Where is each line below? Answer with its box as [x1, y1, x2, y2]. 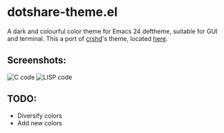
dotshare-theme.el [7, 4, 118, 20]
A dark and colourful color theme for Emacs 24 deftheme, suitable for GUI [7, 27, 218, 35]
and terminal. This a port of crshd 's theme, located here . [7, 34, 168, 42]
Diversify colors [17, 112, 62, 120]
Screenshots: [7, 55, 67, 66]
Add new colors [17, 118, 62, 127]
